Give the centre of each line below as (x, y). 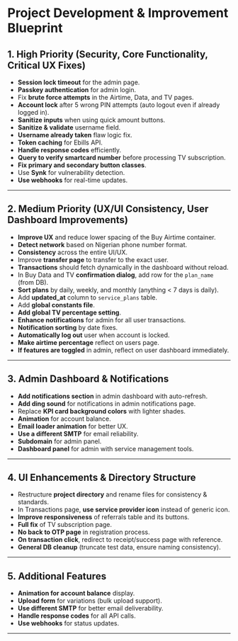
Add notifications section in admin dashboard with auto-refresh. (112, 396)
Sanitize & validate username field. (69, 127)
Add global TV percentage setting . (69, 312)
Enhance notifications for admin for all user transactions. (102, 319)
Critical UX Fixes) (47, 65)
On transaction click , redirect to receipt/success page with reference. (120, 540)
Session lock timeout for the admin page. (79, 82)
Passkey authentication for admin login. (77, 90)
